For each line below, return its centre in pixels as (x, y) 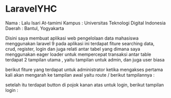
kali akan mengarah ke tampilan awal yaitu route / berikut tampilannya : (80, 75)
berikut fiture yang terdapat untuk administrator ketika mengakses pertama (84, 70)
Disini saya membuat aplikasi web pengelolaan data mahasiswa (72, 38)
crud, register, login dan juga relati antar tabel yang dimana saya (73, 49)
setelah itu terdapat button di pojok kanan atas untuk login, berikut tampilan (85, 85)
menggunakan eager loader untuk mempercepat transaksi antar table (78, 54)
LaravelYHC (31, 9)
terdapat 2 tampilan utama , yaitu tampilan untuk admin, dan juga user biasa (85, 59)
